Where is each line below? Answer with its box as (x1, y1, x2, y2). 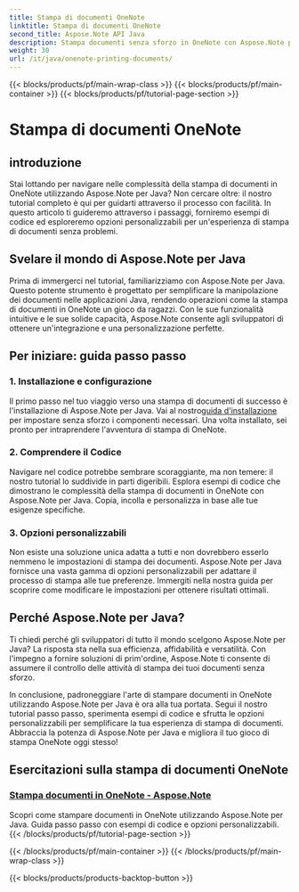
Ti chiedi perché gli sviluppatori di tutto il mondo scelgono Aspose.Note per (9, 634, 287, 644)
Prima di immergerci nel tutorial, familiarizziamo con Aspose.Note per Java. (9, 275, 286, 286)
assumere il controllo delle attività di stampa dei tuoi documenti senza (9, 662, 265, 673)
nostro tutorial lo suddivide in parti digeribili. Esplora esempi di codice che (9, 476, 281, 487)
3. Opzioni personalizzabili (9, 527, 127, 539)
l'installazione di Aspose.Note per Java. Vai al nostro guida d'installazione (9, 405, 278, 415)
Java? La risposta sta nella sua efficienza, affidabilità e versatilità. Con (9, 643, 267, 654)
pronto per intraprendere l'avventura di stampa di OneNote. (9, 424, 227, 435)
